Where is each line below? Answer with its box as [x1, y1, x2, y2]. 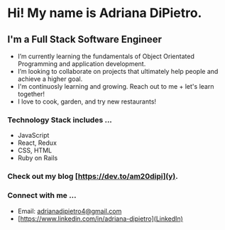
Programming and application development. [17, 60, 146, 68]
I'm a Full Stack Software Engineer [7, 33, 162, 45]
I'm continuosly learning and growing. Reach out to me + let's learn [17, 82, 214, 90]
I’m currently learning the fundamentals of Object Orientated [17, 52, 195, 60]
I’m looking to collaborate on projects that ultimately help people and [17, 67, 219, 75]
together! [17, 90, 45, 98]
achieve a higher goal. [17, 75, 83, 83]
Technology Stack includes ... [7, 115, 112, 125]
